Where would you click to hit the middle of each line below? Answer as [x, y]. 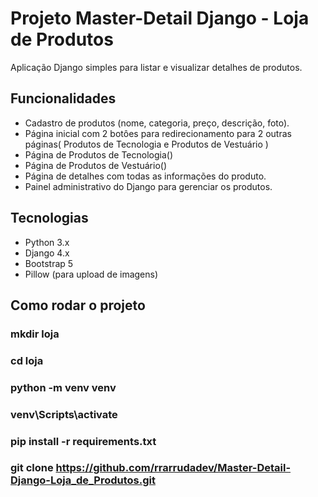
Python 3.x [47, 242]
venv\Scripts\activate [64, 414]
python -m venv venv [63, 387]
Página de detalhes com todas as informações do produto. [145, 176]
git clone [32, 468]
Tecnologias [49, 218]
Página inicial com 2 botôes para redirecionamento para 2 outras [158, 133]
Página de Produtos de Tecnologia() [98, 154]
